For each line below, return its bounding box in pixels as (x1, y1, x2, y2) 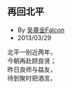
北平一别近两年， (7, 47, 57, 56)
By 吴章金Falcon (17, 26, 65, 34)
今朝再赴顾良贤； (7, 56, 57, 65)
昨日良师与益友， (7, 65, 57, 74)
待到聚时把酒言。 (7, 74, 57, 82)
